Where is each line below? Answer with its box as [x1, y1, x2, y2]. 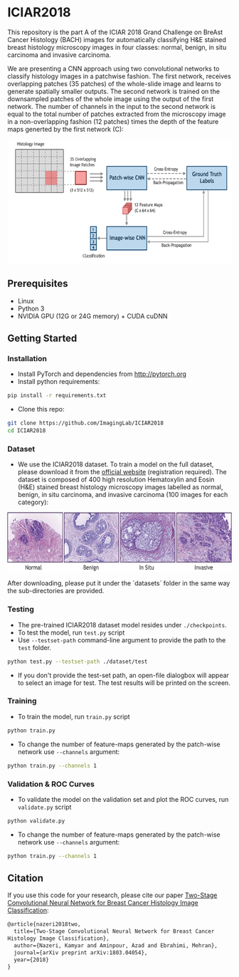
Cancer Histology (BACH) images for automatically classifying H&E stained [7, 35, 226, 43]
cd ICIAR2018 [7, 427, 46, 434]
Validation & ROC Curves [7, 779, 95, 789]
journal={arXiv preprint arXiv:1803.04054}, [14, 949, 148, 956]
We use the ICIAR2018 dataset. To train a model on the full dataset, [17, 460, 214, 469]
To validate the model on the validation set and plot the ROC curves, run [17, 795, 229, 803]
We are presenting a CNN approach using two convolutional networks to [7, 64, 220, 73]
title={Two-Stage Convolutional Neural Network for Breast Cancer [14, 928, 215, 935]
